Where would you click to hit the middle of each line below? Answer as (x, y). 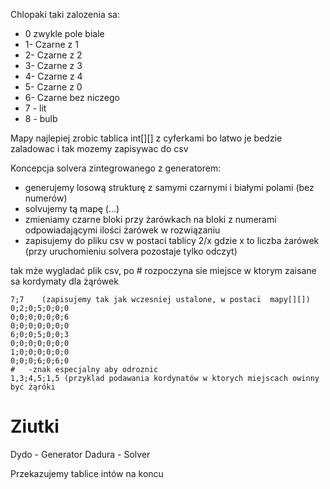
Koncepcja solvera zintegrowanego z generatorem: (116, 168)
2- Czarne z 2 (53, 55)
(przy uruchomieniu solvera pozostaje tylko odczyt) (131, 251)
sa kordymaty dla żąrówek (64, 281)
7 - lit (35, 108)
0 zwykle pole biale (64, 33)
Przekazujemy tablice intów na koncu (87, 473)
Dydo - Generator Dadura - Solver (80, 454)
